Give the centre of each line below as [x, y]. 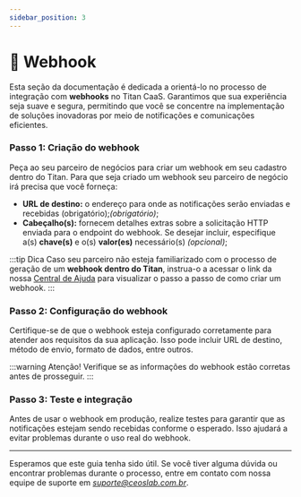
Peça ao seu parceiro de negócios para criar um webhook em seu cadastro [148, 167]
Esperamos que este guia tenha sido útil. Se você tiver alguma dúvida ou [143, 464]
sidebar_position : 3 [48, 17]
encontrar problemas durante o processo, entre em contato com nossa [140, 473]
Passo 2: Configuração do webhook [89, 311]
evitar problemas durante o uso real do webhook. [100, 438]
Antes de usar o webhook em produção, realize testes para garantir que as [147, 419]
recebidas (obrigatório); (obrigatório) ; [90, 213]
